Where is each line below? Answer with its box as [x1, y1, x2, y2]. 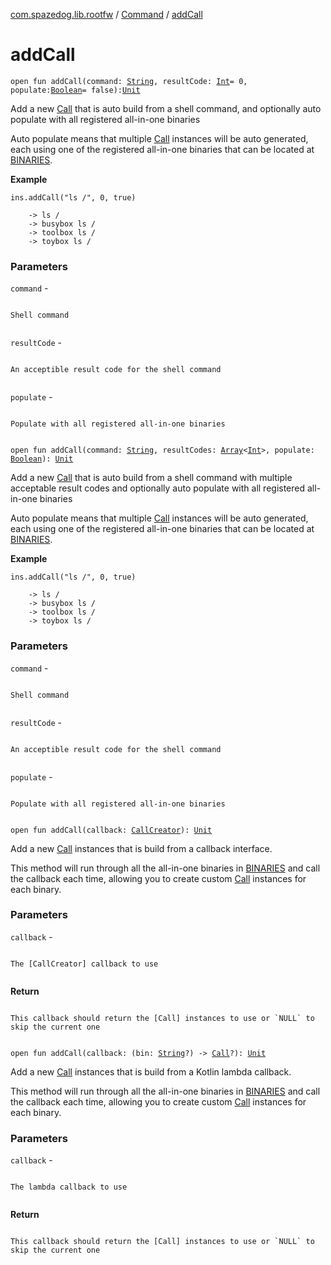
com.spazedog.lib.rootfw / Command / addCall [10, 9, 203, 20]
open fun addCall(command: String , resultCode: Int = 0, [10, 76, 248, 86]
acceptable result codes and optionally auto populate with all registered [10, 482, 306, 494]
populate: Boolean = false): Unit [10, 85, 141, 95]
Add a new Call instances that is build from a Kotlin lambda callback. [10, 1065, 292, 1078]
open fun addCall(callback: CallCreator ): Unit [10, 825, 213, 835]
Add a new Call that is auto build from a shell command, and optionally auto [10, 102, 322, 114]
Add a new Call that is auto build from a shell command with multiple [10, 472, 293, 484]
